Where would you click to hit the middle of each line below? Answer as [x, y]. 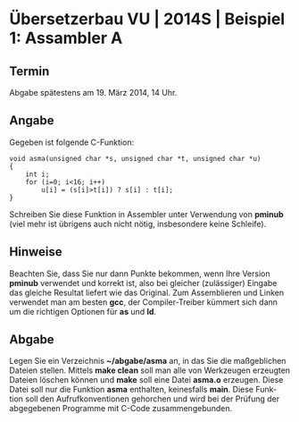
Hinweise [36, 252]
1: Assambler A [66, 38]
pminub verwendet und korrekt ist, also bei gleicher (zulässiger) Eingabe [143, 283]
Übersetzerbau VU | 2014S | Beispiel [147, 19]
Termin [29, 71]
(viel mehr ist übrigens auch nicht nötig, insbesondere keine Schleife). [138, 224]
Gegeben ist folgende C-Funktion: [72, 142]
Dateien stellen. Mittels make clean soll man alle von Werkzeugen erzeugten [150, 370]
